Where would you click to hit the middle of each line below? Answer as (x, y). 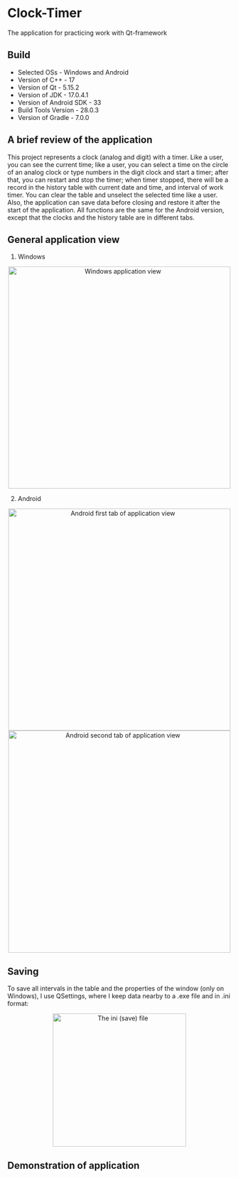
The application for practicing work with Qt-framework (87, 33)
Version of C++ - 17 (46, 80)
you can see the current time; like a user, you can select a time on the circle (118, 164)
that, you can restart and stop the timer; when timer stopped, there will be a (118, 180)
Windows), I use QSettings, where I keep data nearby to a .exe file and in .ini (119, 996)
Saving (23, 971)
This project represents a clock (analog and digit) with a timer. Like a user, (115, 157)
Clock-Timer (45, 13)
